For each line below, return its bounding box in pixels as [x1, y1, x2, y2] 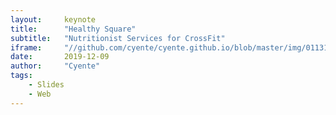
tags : [10, 71, 33, 81]
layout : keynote [10, 14, 97, 25]
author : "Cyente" [10, 61, 101, 71]
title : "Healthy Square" [10, 24, 137, 34]
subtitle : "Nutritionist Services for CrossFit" [10, 33, 226, 43]
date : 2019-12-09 [10, 52, 110, 62]
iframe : [10, 42, 43, 53]
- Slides [28, 80, 65, 90]
